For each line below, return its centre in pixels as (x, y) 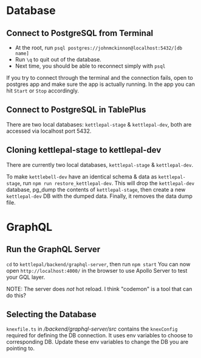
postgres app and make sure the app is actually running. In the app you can (101, 84)
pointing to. (21, 348)
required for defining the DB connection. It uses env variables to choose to (100, 335)
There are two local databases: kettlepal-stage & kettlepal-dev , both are (99, 124)
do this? (16, 295)
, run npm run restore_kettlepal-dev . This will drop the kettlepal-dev (107, 183)
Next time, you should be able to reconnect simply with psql (90, 66)
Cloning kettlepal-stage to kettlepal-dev (84, 150)
